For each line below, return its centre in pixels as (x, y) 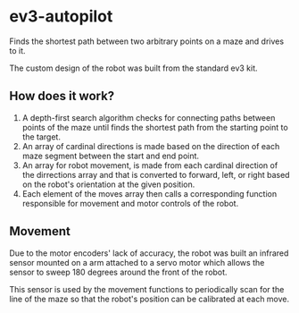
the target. (41, 137)
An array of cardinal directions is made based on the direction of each (151, 146)
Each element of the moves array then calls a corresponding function (149, 193)
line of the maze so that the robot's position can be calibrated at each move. (149, 299)
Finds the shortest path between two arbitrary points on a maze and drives (146, 41)
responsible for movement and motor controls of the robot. (130, 203)
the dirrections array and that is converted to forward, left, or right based (156, 174)
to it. (17, 50)
